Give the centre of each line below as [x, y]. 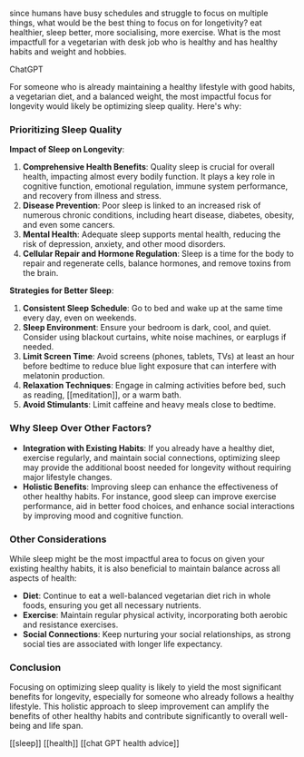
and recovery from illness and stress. [92, 196]
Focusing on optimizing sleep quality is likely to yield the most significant [146, 687]
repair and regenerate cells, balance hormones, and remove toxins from [157, 263]
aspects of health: [43, 578]
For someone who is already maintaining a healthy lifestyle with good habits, [152, 87]
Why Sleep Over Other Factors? [81, 428]
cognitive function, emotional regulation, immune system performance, [155, 186]
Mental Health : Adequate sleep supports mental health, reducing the [152, 234]
